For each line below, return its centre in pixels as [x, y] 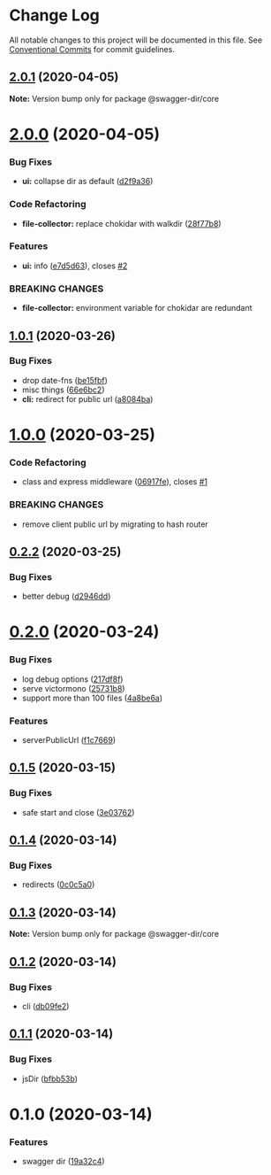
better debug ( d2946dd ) [66, 596]
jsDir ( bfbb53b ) [49, 1078]
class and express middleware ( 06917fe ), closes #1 [114, 482]
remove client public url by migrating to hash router [115, 524]
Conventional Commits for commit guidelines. [92, 49]
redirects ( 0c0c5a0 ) [58, 885]
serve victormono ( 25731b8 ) [73, 688]
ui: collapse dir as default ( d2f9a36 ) [87, 182]
